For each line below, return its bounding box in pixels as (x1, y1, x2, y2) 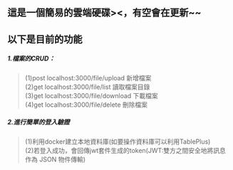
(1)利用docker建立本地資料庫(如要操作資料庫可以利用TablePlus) (24, 137, 211, 146)
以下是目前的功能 (7, 33, 83, 45)
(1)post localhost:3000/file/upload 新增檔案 (24, 73, 152, 82)
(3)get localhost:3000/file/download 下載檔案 (24, 91, 158, 100)
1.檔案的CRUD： (7, 54, 56, 63)
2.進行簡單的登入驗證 (7, 118, 70, 127)
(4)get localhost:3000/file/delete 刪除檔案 (24, 100, 148, 109)
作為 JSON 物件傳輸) (24, 155, 86, 164)
